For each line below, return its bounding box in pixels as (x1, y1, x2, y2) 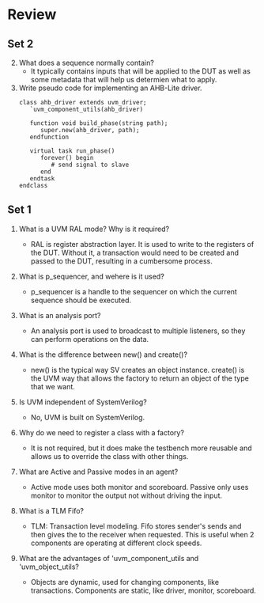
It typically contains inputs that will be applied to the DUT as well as (30, 66, 251, 76)
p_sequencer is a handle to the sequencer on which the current (30, 286, 238, 296)
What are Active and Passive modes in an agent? (18, 467, 179, 476)
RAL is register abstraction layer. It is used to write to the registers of (30, 239, 255, 248)
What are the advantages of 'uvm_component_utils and (18, 553, 199, 563)
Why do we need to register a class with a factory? (18, 427, 185, 437)
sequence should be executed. (30, 295, 132, 305)
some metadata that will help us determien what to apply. (30, 75, 217, 84)
